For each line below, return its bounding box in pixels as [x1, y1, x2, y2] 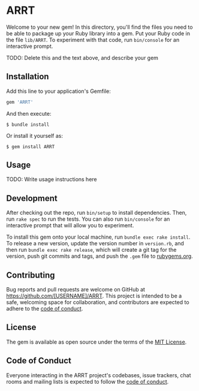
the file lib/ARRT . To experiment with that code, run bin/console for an [6, 36, 180, 43]
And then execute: [6, 110, 52, 117]
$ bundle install [6, 121, 50, 128]
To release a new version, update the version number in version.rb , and [6, 240, 185, 247]
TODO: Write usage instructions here [6, 176, 97, 183]
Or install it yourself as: [6, 132, 63, 139]
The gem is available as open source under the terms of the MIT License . [6, 338, 187, 345]
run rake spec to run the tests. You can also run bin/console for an [6, 215, 170, 222]
